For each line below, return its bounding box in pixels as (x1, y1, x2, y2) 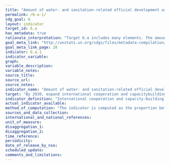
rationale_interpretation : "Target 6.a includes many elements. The (5, 36, 153, 41)
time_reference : (5, 134, 39, 139)
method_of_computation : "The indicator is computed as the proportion (5, 106, 157, 111)
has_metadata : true (5, 31, 47, 36)
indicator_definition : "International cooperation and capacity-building (5, 96, 164, 101)
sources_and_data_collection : (5, 110, 69, 116)
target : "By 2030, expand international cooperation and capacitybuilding (5, 92, 166, 97)
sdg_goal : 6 (5, 17, 30, 22)
